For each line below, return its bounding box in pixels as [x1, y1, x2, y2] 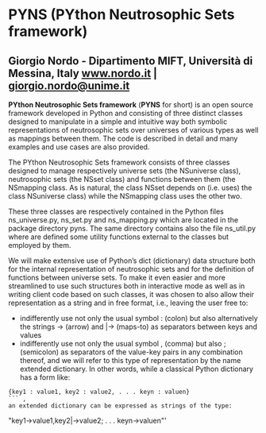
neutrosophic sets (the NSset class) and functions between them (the [8, 175, 236, 184]
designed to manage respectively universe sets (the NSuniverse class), [8, 166, 241, 176]
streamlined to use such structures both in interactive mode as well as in [8, 281, 245, 291]
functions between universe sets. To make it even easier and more [8, 273, 226, 282]
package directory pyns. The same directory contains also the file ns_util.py [8, 224, 256, 233]
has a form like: [19, 373, 71, 382]
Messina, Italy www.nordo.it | [8, 66, 157, 80]
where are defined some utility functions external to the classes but [8, 232, 229, 242]
